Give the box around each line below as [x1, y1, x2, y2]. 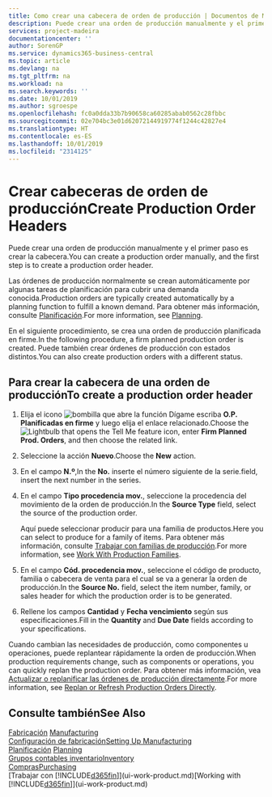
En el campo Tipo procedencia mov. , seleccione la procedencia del [19, 491, 247, 501]
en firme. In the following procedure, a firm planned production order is [8, 335, 244, 345]
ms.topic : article [8, 57, 70, 66]
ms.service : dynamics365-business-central [8, 49, 154, 57]
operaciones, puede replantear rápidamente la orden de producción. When [8, 648, 257, 658]
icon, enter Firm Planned [163, 426, 247, 437]
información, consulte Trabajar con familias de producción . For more [19, 541, 248, 551]
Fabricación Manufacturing [8, 727, 99, 737]
